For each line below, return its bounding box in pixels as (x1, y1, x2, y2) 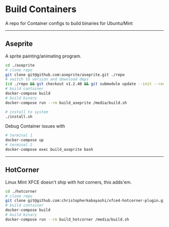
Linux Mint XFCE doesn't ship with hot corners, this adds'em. (5, 179, 132, 185)
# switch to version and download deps (5, 77, 89, 82)
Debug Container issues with (5, 123, 65, 129)
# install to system (5, 109, 49, 115)
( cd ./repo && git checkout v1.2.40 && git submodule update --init (5, 82, 152, 87)
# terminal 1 (5, 133, 33, 138)
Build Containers (5, 4, 77, 15)
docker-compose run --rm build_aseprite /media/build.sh (5, 100, 127, 105)
